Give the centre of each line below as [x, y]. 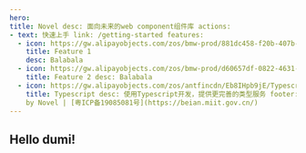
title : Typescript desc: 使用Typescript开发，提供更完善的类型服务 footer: [162, 94]
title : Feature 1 [59, 52]
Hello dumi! [42, 139]
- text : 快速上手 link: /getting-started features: [107, 35]
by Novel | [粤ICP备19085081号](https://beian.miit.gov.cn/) [142, 102]
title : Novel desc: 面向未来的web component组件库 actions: [120, 26]
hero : [20, 18]
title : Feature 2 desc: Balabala [89, 77]
